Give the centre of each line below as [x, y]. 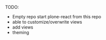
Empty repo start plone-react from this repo [57, 17]
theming [21, 32]
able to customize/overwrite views [47, 22]
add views [23, 27]
